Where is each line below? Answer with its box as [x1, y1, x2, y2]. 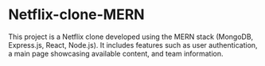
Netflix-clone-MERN [8, 6, 145, 24]
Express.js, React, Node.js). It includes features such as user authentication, [8, 40, 258, 49]
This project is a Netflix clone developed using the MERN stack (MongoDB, [8, 32, 254, 41]
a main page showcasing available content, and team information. [8, 49, 224, 58]
